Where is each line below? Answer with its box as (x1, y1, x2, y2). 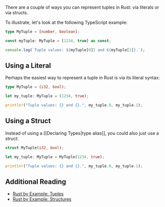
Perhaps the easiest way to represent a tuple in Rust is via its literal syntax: (5, 75, 160, 81)
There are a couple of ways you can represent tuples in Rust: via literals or (5, 5, 159, 10)
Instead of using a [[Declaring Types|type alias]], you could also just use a (5, 130, 159, 136)
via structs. (5, 10, 29, 16)
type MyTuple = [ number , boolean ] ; (5, 29, 80, 34)
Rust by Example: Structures (12, 196, 71, 202)
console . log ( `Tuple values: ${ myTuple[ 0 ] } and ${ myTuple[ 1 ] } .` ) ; (5, 47, 145, 53)
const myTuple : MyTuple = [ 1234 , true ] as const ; (5, 38, 112, 43)
